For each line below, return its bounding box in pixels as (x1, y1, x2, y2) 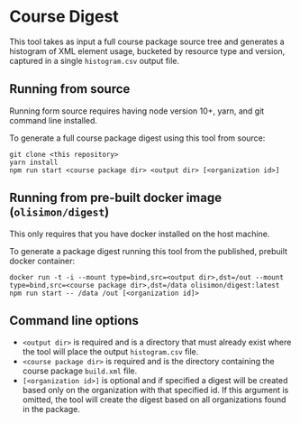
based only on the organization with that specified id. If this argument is (22, 385, 289, 396)
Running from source (9, 81, 131, 97)
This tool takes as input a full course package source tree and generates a (9, 36, 286, 47)
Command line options (9, 313, 140, 328)
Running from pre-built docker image (9, 190, 223, 206)
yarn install (9, 158, 59, 167)
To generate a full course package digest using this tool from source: (9, 133, 266, 143)
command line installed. (9, 115, 97, 125)
